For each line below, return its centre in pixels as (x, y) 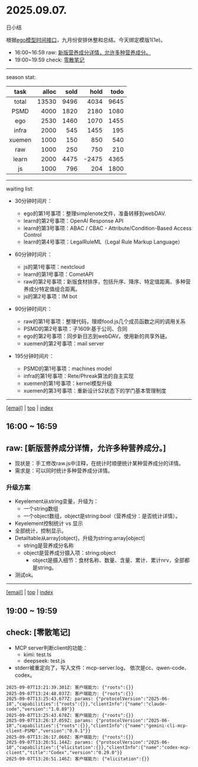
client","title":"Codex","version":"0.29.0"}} (64, 752)
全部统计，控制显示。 (40, 531)
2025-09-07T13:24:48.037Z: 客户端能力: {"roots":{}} (70, 693)
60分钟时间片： (34, 254)
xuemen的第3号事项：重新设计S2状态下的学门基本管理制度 (95, 390)
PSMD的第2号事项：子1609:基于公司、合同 (75, 328)
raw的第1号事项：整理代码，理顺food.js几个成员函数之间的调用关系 (104, 321)
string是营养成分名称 (49, 545)
